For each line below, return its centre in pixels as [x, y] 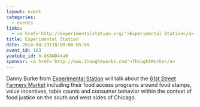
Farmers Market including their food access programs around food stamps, [99, 84]
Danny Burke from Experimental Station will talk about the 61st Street [91, 78]
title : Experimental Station [43, 39]
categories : [21, 17]
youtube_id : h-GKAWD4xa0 [37, 56]
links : [14, 28]
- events [22, 23]
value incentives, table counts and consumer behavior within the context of [99, 91]
